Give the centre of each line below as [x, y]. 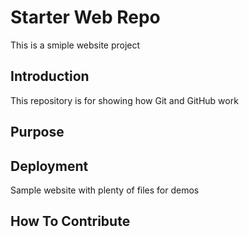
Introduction [50, 76]
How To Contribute [70, 221]
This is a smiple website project [75, 45]
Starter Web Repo [85, 17]
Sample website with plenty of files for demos [105, 190]
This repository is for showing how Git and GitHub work [124, 100]
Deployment [49, 166]
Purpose [37, 132]
